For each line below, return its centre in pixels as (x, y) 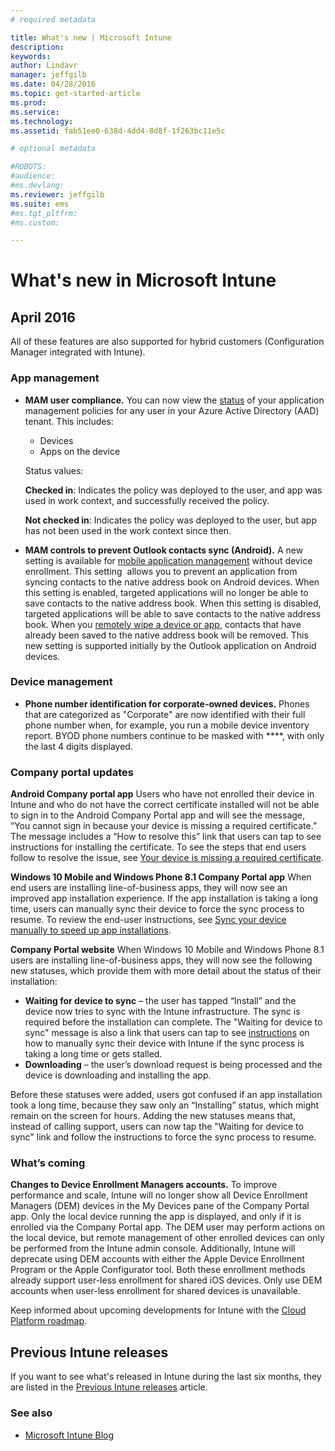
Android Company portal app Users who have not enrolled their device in (162, 794)
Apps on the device (80, 451)
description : (37, 47)
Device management (61, 682)
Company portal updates (72, 772)
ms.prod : (28, 102)
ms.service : (35, 112)
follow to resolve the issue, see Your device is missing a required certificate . (167, 858)
